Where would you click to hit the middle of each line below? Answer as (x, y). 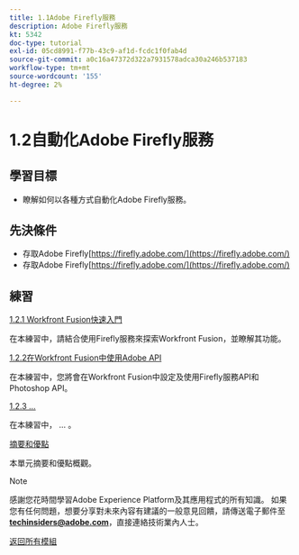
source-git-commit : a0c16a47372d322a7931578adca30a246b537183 (128, 59)
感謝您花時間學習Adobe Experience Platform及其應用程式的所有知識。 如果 (148, 500)
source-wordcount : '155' (56, 77)
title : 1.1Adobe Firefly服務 (63, 18)
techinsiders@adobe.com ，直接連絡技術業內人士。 (107, 523)
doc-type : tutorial (46, 43)
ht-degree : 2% (36, 85)
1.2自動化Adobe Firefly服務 (112, 140)
